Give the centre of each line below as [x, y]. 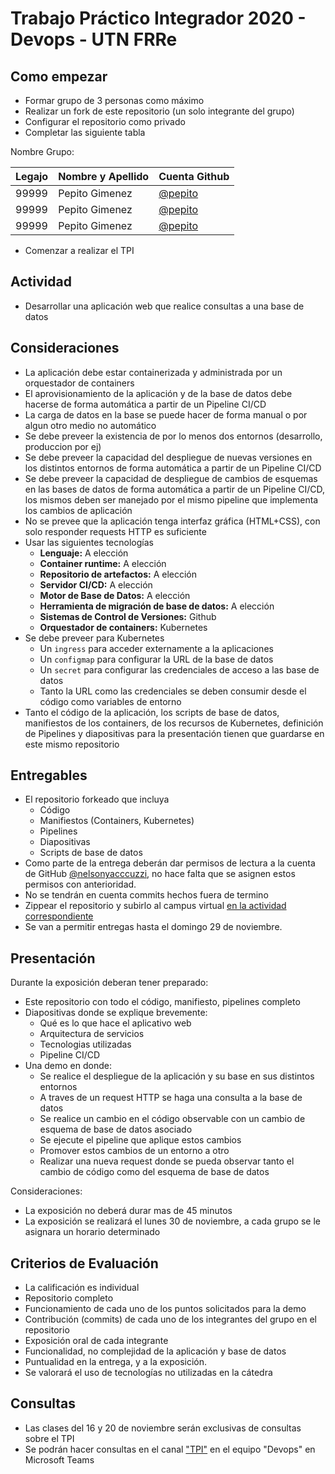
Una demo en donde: [68, 1066]
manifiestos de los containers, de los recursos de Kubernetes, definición [174, 723]
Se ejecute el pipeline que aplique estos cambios [140, 1140]
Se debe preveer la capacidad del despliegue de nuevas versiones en [168, 457]
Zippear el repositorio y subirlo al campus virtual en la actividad [155, 906]
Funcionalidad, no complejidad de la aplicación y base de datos [155, 1351]
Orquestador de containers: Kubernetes [123, 627]
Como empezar [59, 76]
